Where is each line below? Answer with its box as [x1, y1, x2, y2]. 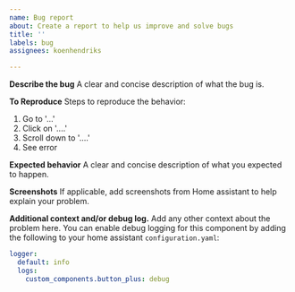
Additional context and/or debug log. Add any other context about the [9, 213, 271, 224]
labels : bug [9, 38, 54, 47]
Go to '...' [21, 114, 55, 125]
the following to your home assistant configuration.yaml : [9, 232, 220, 243]
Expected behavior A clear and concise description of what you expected [9, 159, 282, 170]
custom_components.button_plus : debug [25, 274, 170, 283]
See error [21, 142, 58, 153]
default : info [17, 258, 70, 267]
